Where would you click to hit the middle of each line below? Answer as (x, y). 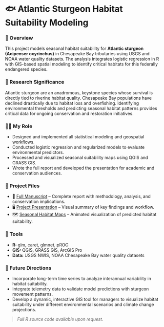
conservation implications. (39, 202)
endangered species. (26, 69)
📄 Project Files (22, 186)
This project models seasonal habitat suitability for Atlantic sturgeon (74, 48)
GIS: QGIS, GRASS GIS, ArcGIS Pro (47, 250)
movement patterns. (32, 294)
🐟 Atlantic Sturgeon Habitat (64, 9)
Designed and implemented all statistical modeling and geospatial (78, 137)
